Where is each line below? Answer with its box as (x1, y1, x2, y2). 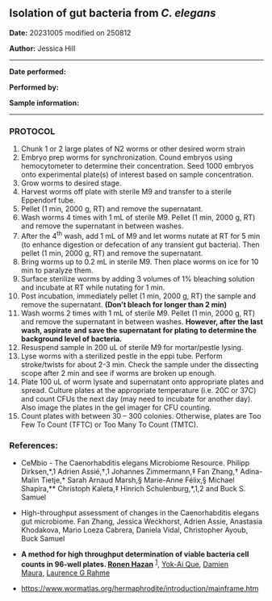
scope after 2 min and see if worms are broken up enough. (20, 368, 216, 378)
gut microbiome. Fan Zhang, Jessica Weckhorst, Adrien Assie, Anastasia (20, 516, 263, 527)
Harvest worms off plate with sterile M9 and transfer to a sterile (20, 187, 232, 197)
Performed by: (9, 82, 59, 92)
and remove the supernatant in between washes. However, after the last (20, 316, 263, 326)
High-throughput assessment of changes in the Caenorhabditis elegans (20, 508, 260, 518)
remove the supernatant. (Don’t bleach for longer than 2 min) (20, 299, 228, 309)
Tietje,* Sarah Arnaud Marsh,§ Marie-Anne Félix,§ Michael (40, 475, 235, 485)
